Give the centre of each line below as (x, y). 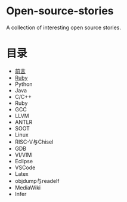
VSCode (25, 167)
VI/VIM (23, 155)
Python (24, 84)
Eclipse (24, 161)
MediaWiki (27, 187)
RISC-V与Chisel (34, 142)
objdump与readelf (37, 181)
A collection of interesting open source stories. (63, 27)
